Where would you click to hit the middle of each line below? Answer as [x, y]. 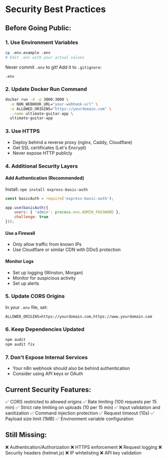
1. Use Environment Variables [42, 42]
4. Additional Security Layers [42, 166]
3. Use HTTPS [23, 131]
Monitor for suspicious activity [44, 278]
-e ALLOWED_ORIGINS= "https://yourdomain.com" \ [61, 109]
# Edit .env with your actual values [45, 57]
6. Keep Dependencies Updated [45, 329]
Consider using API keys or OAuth [48, 374]
